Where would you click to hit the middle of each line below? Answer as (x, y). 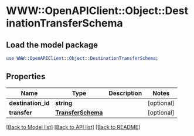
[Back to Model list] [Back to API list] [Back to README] (73, 127)
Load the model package (52, 45)
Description (125, 93)
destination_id (29, 103)
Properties (26, 76)
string (64, 103)
